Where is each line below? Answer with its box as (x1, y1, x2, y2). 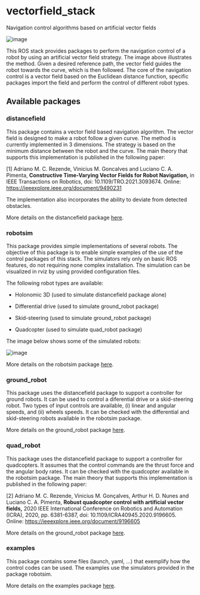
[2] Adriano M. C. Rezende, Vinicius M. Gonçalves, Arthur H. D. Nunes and (6, 492, 189, 499)
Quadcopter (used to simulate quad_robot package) (14, 325, 143, 333)
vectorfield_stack (6, 4, 96, 18)
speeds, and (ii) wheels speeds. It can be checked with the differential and (6, 409, 190, 416)
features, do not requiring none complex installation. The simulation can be (6, 261, 190, 268)
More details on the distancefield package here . (6, 214, 124, 221)
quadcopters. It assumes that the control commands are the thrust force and (6, 461, 195, 469)
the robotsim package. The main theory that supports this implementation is (6, 474, 193, 481)
